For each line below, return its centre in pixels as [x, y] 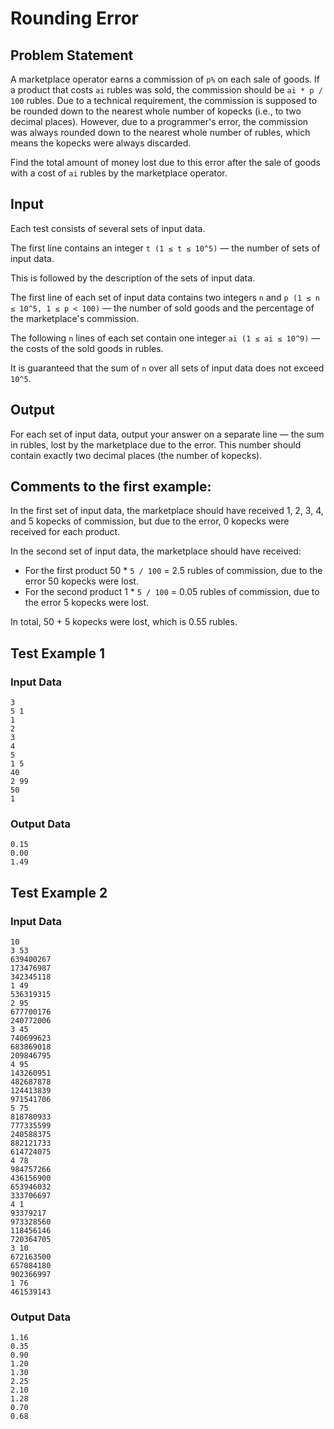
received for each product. [65, 532]
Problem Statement [72, 55]
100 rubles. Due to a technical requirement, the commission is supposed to [164, 100]
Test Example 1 [58, 653]
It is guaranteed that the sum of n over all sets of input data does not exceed [167, 368]
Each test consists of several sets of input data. [108, 228]
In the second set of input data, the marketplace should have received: [156, 551]
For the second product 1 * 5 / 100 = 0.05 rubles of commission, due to [172, 592]
